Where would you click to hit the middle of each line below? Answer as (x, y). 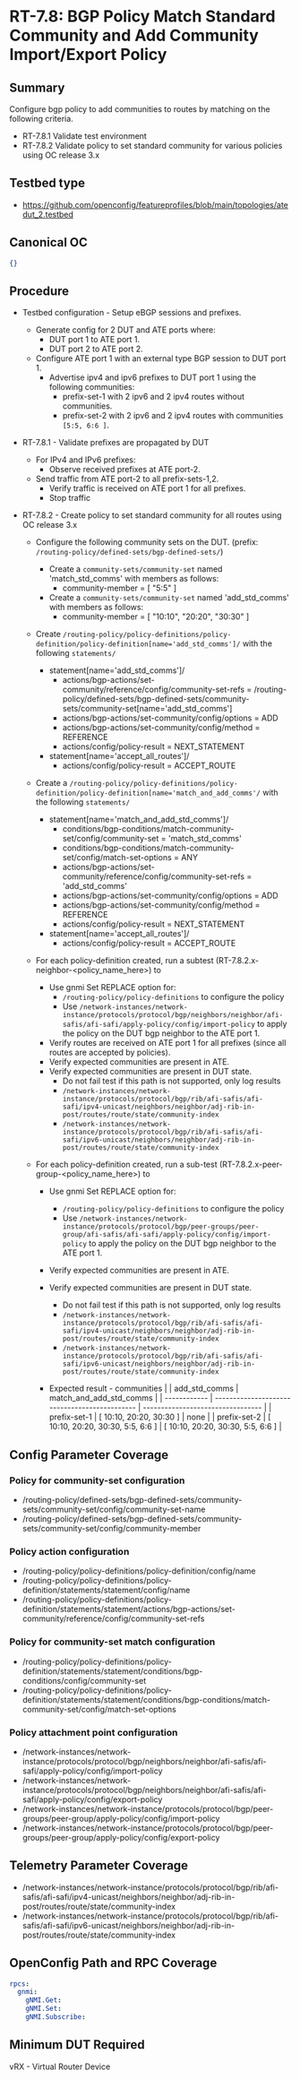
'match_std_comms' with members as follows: (134, 579)
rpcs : (19, 1984)
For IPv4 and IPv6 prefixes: (86, 460)
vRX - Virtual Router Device (60, 2066)
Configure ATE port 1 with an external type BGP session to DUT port (161, 358)
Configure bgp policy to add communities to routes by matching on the (140, 109)
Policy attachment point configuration (94, 1732)
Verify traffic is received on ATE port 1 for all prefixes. (147, 488)
